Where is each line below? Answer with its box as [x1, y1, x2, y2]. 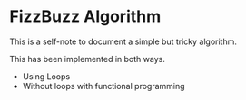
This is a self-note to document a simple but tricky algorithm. [9, 36, 238, 47]
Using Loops [22, 70, 71, 82]
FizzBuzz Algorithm [9, 6, 162, 27]
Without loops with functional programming [22, 80, 185, 91]
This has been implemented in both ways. [9, 53, 165, 64]
